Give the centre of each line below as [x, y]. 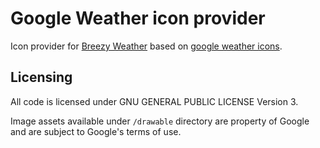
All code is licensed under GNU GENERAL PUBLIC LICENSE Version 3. [154, 101]
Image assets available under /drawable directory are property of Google [160, 121]
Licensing [41, 77]
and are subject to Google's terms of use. [96, 131]
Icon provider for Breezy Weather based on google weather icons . [146, 46]
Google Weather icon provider [138, 18]
